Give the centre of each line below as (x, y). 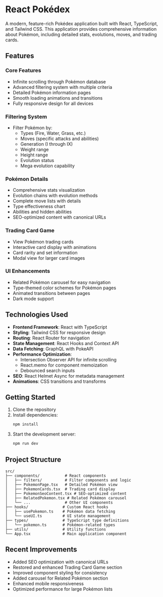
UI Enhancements (28, 271)
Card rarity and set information (45, 252)
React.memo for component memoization (64, 365)
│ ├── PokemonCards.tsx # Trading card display (60, 489)
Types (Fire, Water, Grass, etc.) (53, 133)
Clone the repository (34, 409)
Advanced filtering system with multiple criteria (62, 87)
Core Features (23, 71)
